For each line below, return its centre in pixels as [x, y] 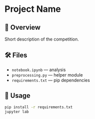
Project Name [33, 9]
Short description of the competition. [42, 39]
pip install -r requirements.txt [39, 107]
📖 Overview [23, 27]
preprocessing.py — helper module [47, 75]
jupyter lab [17, 112]
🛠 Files [16, 55]
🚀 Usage [17, 96]
